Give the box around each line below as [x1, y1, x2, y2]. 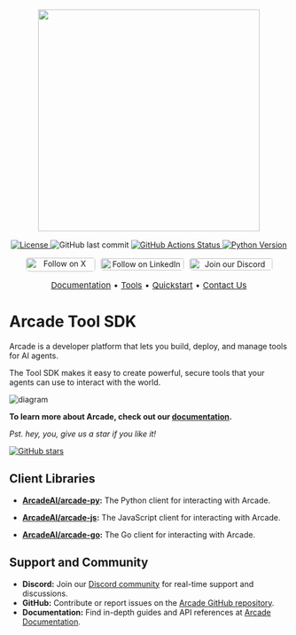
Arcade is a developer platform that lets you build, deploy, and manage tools [9, 341, 288, 352]
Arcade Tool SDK [9, 311, 137, 332]
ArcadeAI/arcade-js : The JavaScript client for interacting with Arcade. [21, 512, 281, 522]
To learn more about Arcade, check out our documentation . [9, 412, 232, 422]
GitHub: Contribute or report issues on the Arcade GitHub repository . [21, 597, 275, 608]
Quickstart [152, 279, 193, 292]
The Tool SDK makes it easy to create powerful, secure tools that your [9, 368, 265, 379]
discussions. [21, 588, 68, 599]
